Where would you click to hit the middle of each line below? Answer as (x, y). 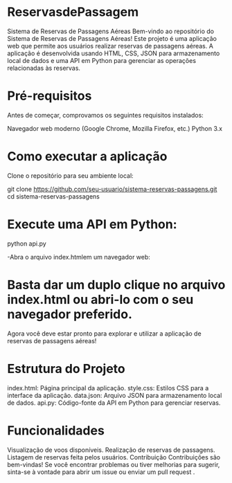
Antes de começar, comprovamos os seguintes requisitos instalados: (106, 115)
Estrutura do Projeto (66, 368)
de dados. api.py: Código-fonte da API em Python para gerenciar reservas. (114, 403)
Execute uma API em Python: (92, 224)
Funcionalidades (56, 430)
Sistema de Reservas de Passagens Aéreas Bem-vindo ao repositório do (111, 31)
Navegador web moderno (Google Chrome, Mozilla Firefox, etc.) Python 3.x (115, 128)
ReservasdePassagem (73, 12)
